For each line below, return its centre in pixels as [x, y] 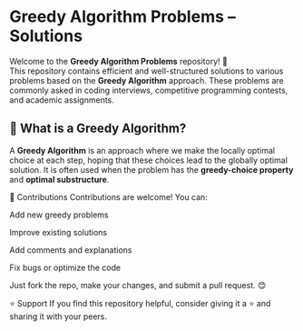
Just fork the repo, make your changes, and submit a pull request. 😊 [138, 285]
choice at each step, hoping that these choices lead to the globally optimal [149, 160]
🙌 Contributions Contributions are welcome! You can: [109, 196]
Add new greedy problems [59, 215]
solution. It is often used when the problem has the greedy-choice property [151, 169]
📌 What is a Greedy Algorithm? [98, 129]
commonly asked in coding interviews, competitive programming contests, [149, 90]
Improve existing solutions [58, 232]
